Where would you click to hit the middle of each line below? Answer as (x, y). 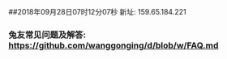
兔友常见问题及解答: (47, 35)
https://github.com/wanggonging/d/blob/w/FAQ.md (113, 45)
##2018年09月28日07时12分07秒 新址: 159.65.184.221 (97, 12)
